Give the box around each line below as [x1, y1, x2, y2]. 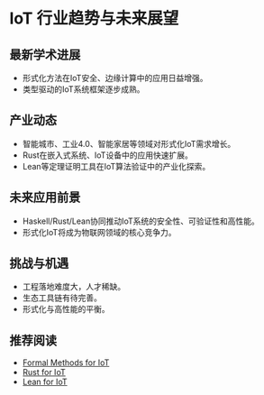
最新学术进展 [9, 47, 81, 62]
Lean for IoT [22, 376, 68, 388]
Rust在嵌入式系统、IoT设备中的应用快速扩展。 [22, 150, 194, 161]
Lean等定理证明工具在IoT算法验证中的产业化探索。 [22, 161, 211, 171]
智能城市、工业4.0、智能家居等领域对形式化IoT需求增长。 [22, 138, 236, 149]
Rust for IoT [22, 367, 66, 378]
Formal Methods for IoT [22, 357, 110, 368]
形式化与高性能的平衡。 [22, 304, 110, 315]
